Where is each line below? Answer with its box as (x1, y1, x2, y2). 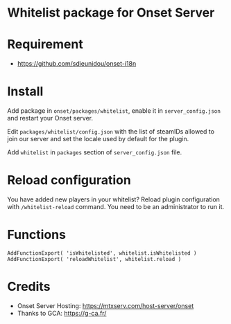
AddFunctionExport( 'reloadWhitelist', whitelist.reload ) (7, 255, 182, 262)
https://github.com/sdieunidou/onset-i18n (17, 60, 137, 68)
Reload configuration (7, 172, 132, 188)
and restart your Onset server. (7, 114, 94, 123)
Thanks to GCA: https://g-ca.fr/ (17, 309, 107, 317)
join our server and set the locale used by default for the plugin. (7, 135, 189, 143)
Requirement (7, 37, 83, 53)
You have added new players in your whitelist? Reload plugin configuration (7, 195, 221, 204)
